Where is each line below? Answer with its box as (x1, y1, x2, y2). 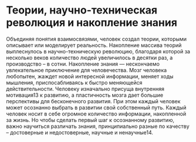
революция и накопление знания (6, 16, 178, 29)
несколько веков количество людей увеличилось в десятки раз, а (6, 54, 173, 61)
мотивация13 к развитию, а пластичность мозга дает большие (6, 92, 163, 99)
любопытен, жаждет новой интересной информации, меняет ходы (6, 73, 174, 80)
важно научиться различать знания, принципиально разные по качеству (6, 123, 190, 130)
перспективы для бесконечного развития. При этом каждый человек (6, 97, 181, 104)
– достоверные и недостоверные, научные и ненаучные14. (6, 129, 154, 136)
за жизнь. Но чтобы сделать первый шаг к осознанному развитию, (6, 116, 175, 123)
